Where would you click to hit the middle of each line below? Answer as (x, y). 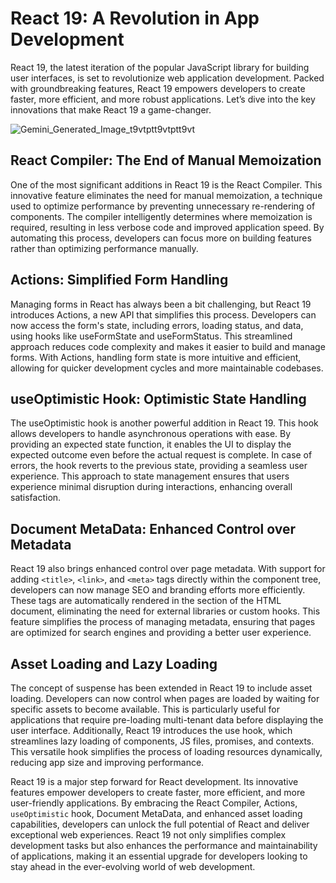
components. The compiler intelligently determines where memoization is (161, 216)
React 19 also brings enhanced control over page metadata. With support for (168, 569)
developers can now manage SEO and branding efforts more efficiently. (158, 590)
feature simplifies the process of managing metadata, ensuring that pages (163, 622)
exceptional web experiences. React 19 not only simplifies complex (148, 835)
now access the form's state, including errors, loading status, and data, (157, 325)
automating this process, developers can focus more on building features (161, 238)
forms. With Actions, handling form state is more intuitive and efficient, (156, 357)
